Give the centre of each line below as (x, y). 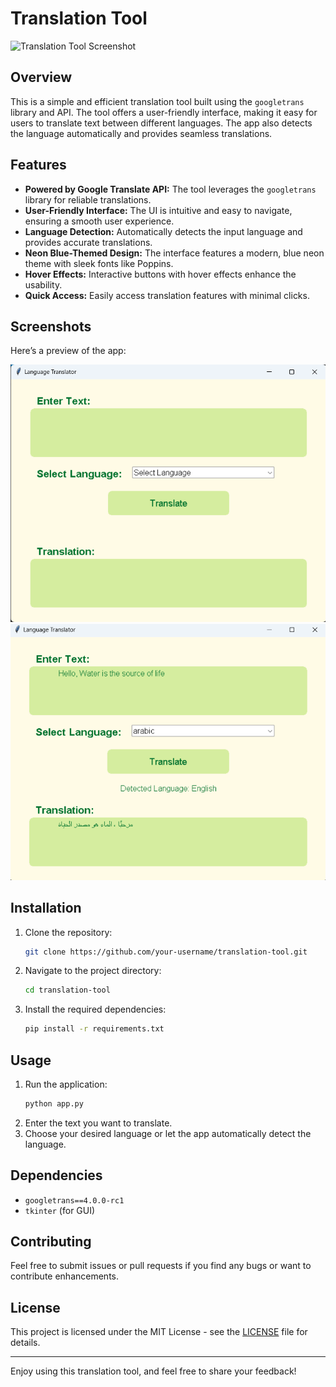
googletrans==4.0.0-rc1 (74, 1200)
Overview (41, 77)
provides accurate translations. (88, 242)
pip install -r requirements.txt (94, 1029)
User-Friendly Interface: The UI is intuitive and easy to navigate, (158, 210)
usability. (43, 284)
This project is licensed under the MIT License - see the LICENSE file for (159, 1332)
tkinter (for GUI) (60, 1210)
